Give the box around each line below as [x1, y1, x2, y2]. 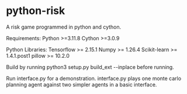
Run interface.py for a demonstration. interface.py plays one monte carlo [6, 75, 182, 82]
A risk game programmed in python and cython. [6, 23, 122, 30]
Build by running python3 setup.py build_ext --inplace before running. [6, 63, 174, 71]
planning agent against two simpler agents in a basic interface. [6, 81, 157, 88]
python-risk [6, 4, 65, 18]
